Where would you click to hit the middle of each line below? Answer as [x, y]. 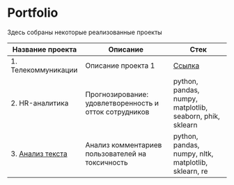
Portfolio [33, 13]
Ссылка [186, 66]
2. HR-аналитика [40, 103]
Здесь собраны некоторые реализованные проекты [85, 32]
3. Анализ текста [39, 154]
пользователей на [116, 154]
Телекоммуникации [44, 70]
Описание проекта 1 [120, 66]
